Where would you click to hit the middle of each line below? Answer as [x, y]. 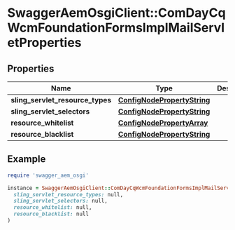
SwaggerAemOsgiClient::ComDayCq [116, 13]
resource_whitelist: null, [53, 208]
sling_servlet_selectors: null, [61, 201]
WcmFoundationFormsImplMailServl [116, 28]
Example [27, 159]
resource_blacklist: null [51, 214]
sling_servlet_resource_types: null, [69, 194]
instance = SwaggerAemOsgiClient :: [59, 188]
